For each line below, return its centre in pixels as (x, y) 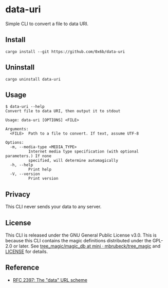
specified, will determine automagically (73, 161)
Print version (43, 179)
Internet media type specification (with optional (83, 152)
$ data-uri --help (25, 107)
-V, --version (25, 174)
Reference (22, 268)
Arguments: (17, 129)
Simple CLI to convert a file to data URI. (47, 24)
